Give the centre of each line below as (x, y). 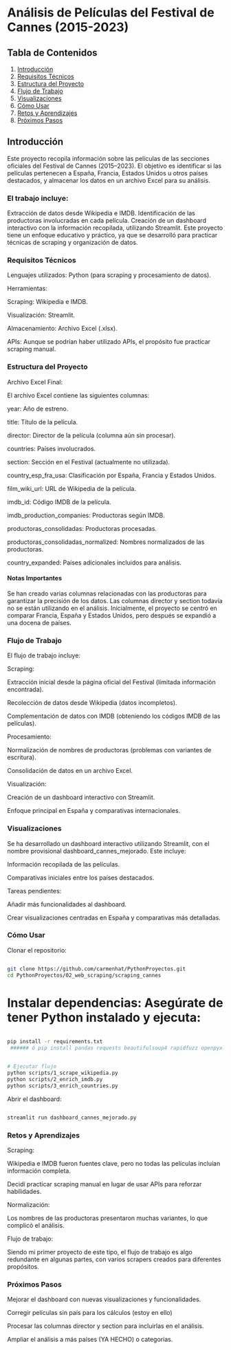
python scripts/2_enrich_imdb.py (55, 1079)
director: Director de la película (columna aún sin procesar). (91, 435)
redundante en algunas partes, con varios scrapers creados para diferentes (114, 1259)
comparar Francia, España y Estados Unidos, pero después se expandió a (112, 615)
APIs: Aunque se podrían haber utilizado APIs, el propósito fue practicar (109, 342)
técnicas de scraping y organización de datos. (73, 243)
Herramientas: (27, 288)
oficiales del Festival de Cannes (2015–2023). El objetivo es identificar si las (114, 166)
